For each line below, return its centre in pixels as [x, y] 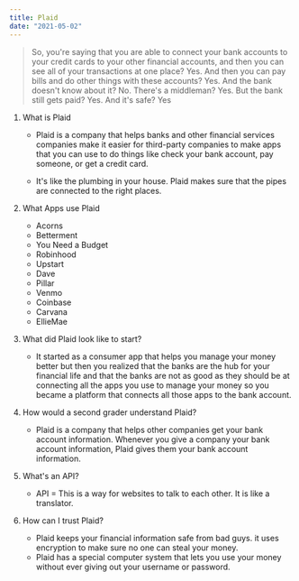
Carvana [51, 311]
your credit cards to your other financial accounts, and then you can [158, 61]
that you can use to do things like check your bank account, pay [154, 153]
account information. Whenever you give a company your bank [153, 439]
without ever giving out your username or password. [133, 567]
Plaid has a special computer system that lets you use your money [159, 557]
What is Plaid [47, 117]
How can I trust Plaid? [63, 521]
